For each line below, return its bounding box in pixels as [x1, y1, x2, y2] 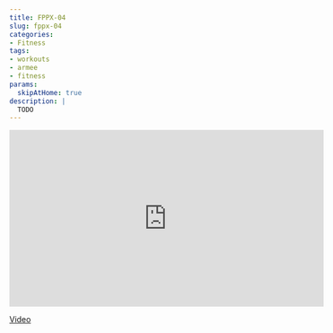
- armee [9, 64, 39, 73]
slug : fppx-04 [9, 22, 63, 31]
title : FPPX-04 [9, 13, 66, 22]
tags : [9, 47, 30, 56]
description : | [9, 96, 66, 106]
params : [9, 80, 39, 89]
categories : [9, 30, 54, 39]
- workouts [9, 55, 50, 64]
